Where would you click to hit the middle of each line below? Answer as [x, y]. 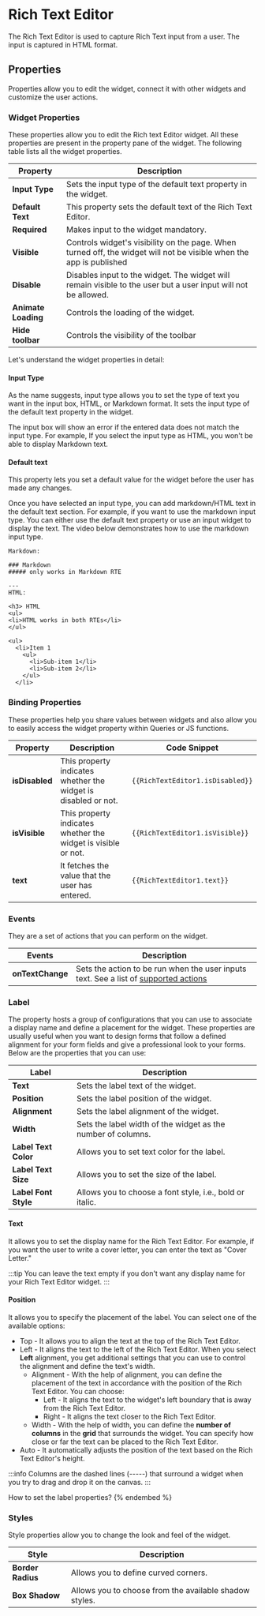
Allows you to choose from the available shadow [160, 1591]
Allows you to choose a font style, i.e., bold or [160, 1192]
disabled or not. [89, 801]
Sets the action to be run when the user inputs [161, 969]
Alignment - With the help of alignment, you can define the [127, 1374]
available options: [37, 1325]
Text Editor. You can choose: [78, 1391]
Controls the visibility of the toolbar [131, 336]
